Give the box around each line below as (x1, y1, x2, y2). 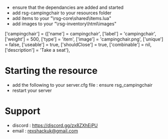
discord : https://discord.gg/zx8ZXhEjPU (12, 122, 98, 128)
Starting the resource (5, 65, 98, 76)
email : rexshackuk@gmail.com (12, 128, 78, 134)
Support (5, 105, 40, 117)
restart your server (12, 87, 52, 93)
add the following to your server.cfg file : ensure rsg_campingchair (12, 82, 153, 88)
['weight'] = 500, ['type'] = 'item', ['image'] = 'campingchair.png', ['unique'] (5, 36, 163, 42)
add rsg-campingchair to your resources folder (12, 10, 112, 16)
